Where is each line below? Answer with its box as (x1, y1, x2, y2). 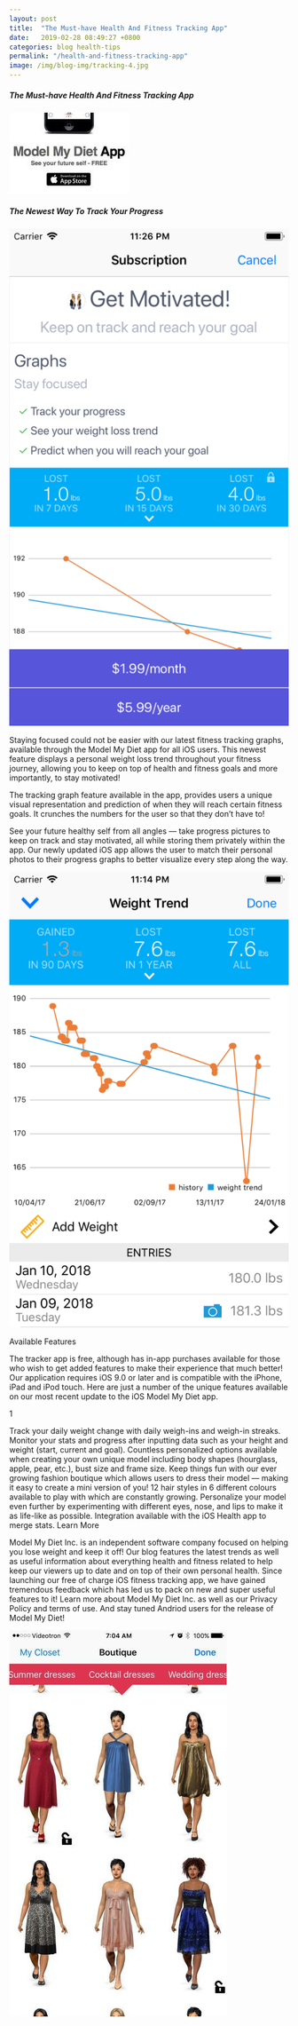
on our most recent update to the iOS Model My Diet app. (9, 1391, 219, 1402)
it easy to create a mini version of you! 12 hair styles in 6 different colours (9, 1483, 277, 1493)
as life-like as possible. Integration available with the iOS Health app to (9, 1510, 267, 1522)
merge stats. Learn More (9, 1520, 99, 1531)
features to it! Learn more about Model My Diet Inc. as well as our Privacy (9, 1594, 278, 1604)
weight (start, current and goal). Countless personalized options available (9, 1444, 278, 1455)
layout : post (9, 14, 58, 23)
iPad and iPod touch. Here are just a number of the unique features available (9, 1381, 288, 1393)
